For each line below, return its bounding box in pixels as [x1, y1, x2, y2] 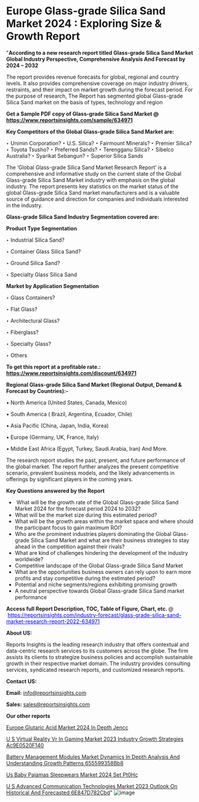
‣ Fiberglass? [6, 329, 39, 336]
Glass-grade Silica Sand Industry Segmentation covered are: [6, 213, 159, 220]
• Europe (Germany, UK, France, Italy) [6, 433, 99, 441]
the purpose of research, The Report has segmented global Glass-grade [6, 92, 183, 99]
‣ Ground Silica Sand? [6, 259, 61, 266]
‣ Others [6, 351, 28, 358]
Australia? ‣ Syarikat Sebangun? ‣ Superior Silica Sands [6, 152, 144, 159]
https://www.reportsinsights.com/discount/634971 [6, 369, 137, 376]
